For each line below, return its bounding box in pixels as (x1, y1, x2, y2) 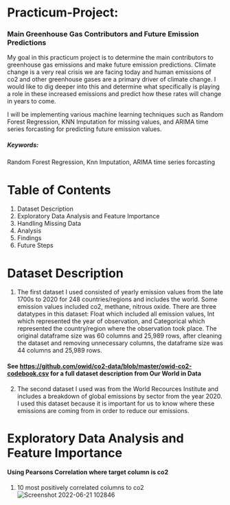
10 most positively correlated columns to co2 (16, 483, 144, 491)
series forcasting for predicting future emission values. (7, 125, 163, 133)
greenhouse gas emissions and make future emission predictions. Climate (7, 60, 216, 69)
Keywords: (7, 141, 39, 149)
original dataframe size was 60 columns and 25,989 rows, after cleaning (16, 331, 222, 340)
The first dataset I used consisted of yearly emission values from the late (16, 288, 224, 296)
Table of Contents (7, 182, 111, 198)
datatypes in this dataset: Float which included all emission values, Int (16, 310, 215, 318)
